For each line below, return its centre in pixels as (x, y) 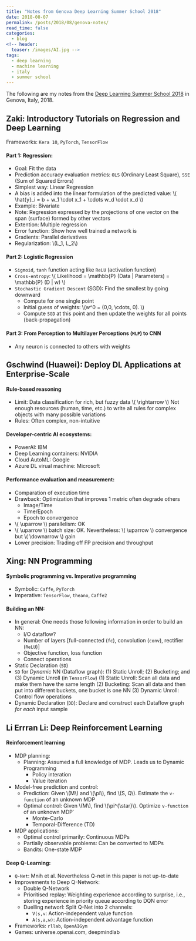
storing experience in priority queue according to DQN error (96, 901)
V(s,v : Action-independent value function (82, 913)
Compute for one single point (59, 301)
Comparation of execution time (52, 493)
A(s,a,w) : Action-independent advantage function (93, 920)
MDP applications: (37, 831)
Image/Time (38, 505)
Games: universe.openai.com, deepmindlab (67, 932)
